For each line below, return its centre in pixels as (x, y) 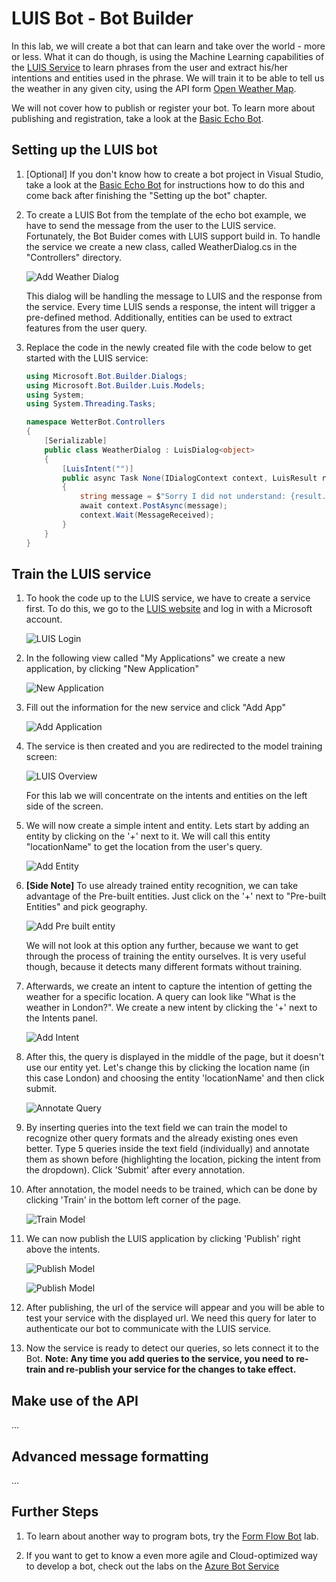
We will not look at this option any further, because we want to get (162, 946)
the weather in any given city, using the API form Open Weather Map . (154, 88)
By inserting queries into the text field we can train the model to (156, 1128)
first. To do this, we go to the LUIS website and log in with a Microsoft (169, 609)
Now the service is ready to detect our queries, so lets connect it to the (172, 1348)
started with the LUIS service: (87, 358)
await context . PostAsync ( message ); (154, 506)
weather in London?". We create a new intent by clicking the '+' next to (171, 1008)
